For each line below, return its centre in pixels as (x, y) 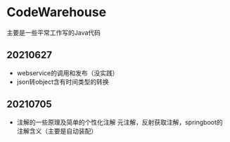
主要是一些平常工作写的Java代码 (54, 32)
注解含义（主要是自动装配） (57, 131)
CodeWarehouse (57, 12)
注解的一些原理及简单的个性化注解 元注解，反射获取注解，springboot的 (120, 122)
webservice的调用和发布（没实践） (68, 73)
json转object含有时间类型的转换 (63, 82)
